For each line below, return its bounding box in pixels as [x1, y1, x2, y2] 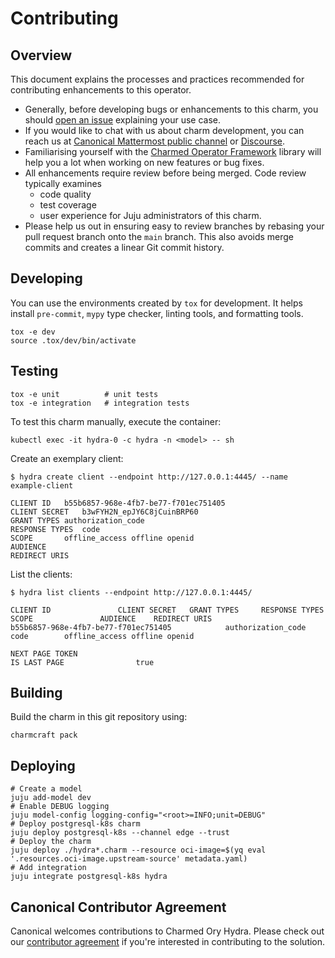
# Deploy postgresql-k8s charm [10, 819, 141, 829]
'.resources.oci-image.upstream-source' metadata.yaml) [10, 854, 248, 864]
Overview [10, 47, 73, 64]
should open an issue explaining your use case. [24, 114, 222, 126]
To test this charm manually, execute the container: [10, 415, 222, 427]
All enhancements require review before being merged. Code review [24, 167, 307, 179]
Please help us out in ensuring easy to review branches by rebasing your [24, 220, 325, 232]
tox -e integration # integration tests [10, 398, 190, 408]
